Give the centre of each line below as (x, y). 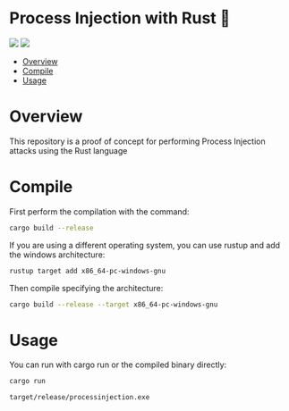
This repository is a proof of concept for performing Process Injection (137, 141)
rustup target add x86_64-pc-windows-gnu (88, 271)
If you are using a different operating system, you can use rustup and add (144, 245)
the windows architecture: (57, 255)
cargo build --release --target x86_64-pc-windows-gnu (114, 304)
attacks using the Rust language (68, 150)
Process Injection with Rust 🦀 (120, 18)
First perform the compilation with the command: (99, 211)
